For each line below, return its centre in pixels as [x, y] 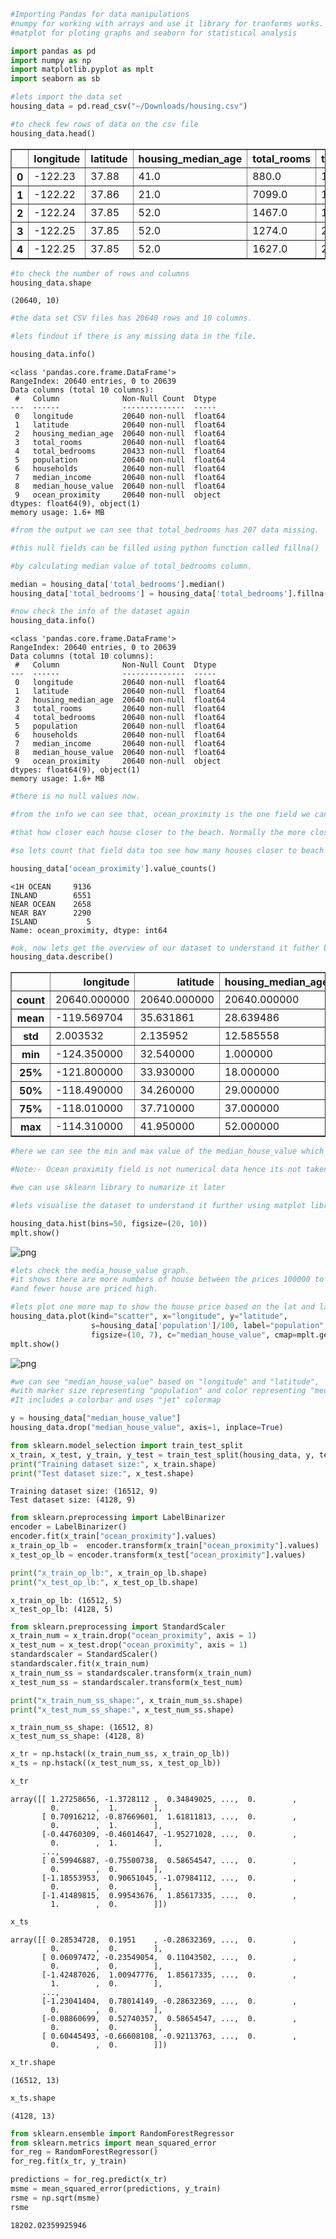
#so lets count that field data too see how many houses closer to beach [167, 850]
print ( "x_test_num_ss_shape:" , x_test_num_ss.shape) [122, 1710]
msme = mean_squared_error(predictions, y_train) [116, 2189]
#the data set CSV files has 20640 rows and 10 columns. [131, 318]
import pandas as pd [53, 51]
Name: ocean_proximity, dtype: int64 [89, 930]
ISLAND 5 [51, 921]
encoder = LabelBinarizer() [69, 1527]
